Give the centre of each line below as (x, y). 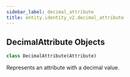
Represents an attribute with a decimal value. (63, 68)
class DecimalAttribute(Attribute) (52, 56)
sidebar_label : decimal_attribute (50, 12)
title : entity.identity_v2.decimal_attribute (65, 18)
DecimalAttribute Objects (56, 42)
